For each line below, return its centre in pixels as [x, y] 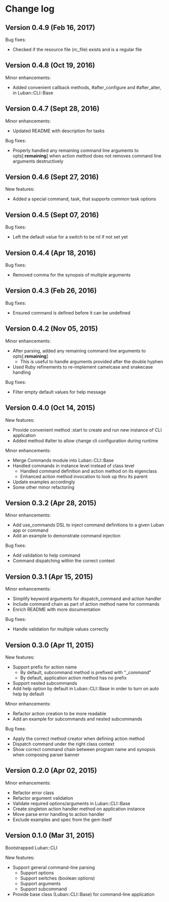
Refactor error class [33, 793]
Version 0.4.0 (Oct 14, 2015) [50, 408]
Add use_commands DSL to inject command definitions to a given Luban [88, 525]
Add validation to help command [46, 556]
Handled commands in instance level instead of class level [73, 465]
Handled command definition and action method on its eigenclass [89, 471]
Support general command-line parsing [54, 867]
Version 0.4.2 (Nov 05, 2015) [52, 329]
